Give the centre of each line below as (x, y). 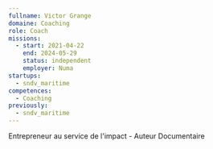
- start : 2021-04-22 (50, 46)
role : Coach (28, 31)
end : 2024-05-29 (50, 53)
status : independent (57, 61)
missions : (25, 38)
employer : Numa (48, 68)
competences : (30, 91)
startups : (25, 76)
